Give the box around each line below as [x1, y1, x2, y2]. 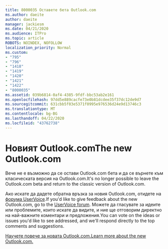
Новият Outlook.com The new [5, 143, 132, 154]
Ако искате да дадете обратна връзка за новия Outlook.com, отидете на [5, 191, 161, 197]
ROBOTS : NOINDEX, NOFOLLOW [5, 41, 62, 46]
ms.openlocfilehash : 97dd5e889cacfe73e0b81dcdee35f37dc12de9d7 [5, 97, 142, 102]
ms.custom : [5, 50, 28, 55]
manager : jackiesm [5, 21, 44, 27]
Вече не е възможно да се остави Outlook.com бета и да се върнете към [5, 170, 163, 176]
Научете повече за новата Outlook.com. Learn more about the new [5, 233, 146, 239]
